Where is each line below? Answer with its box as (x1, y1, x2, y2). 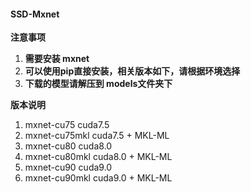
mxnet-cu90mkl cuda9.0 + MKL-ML (24, 172, 173, 184)
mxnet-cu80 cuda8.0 (24, 140, 113, 152)
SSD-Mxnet (10, 8, 60, 20)
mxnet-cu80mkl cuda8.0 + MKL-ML (24, 151, 173, 163)
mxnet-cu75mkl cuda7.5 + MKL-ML (24, 130, 170, 142)
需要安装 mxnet (24, 53, 90, 65)
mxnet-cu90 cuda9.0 (24, 161, 113, 174)
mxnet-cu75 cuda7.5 (24, 119, 110, 131)
